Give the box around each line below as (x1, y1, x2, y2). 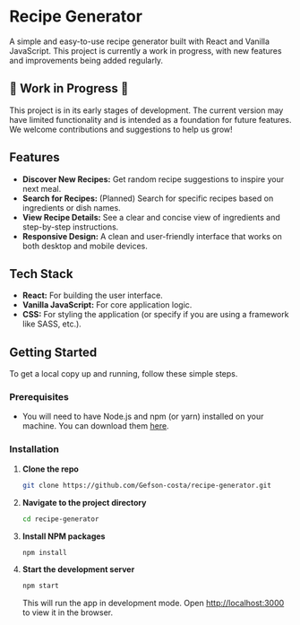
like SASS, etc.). (21, 318, 82, 329)
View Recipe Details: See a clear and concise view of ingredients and (21, 212, 280, 222)
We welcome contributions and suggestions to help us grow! (9, 124, 233, 135)
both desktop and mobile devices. (21, 240, 148, 251)
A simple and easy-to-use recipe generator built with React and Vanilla (9, 36, 270, 47)
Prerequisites (9, 391, 69, 404)
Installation (9, 443, 60, 456)
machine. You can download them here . (21, 421, 169, 431)
